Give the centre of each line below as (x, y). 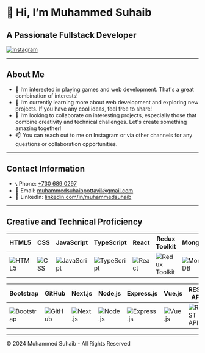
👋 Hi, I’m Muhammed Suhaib (79, 13)
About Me (25, 75)
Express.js (142, 294)
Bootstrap (24, 294)
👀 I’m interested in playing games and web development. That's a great (104, 89)
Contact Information (46, 169)
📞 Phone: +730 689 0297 (46, 183)
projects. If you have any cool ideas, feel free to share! (84, 109)
